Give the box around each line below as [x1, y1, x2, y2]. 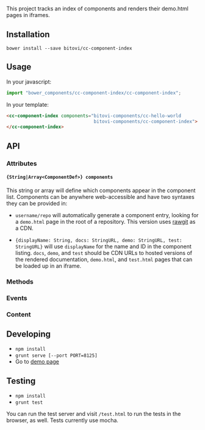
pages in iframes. [6, 12, 50, 19]
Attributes [6, 159, 37, 168]
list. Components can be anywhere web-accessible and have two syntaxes [6, 193, 195, 200]
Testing [6, 376, 36, 386]
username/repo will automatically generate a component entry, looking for [15, 211, 199, 218]
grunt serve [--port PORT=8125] [15, 353, 98, 359]
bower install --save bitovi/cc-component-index [6, 45, 132, 51]
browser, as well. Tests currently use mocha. [6, 417, 119, 424]
